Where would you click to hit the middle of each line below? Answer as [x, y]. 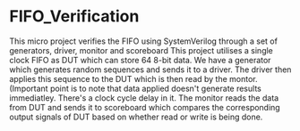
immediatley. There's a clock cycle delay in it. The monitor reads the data [144, 98]
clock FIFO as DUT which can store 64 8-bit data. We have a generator [140, 60]
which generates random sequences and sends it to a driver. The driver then [150, 70]
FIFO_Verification [74, 16]
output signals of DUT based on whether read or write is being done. [136, 117]
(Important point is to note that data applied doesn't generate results [135, 88]
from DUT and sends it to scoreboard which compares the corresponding [145, 107]
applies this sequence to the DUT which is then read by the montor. [133, 78]
